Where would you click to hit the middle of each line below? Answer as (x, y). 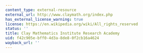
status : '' (17, 29)
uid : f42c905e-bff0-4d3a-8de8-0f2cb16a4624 (52, 38)
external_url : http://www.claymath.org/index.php (59, 15)
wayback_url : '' (22, 43)
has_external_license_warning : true (44, 19)
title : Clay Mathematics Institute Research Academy (63, 33)
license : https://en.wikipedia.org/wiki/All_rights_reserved (72, 24)
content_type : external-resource (41, 10)
